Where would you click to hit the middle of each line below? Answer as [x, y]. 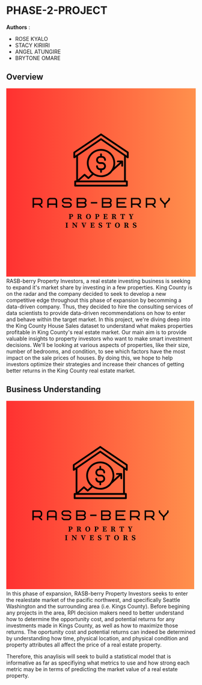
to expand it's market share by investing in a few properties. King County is [99, 287]
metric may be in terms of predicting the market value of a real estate [92, 669]
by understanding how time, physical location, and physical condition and [97, 638]
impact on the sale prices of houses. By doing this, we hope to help [90, 358]
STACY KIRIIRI [32, 45]
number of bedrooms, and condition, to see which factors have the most [96, 351]
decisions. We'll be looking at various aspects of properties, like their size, [98, 345]
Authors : [18, 27]
